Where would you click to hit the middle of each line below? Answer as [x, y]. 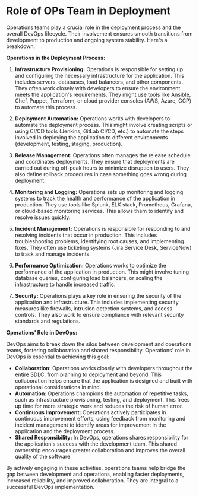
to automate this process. [46, 107]
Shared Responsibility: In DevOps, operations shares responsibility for [102, 437]
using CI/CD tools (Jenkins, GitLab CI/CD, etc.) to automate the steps [99, 131]
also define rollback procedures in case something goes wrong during [101, 174]
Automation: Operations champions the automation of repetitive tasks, [101, 393]
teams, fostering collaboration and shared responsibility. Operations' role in [98, 350]
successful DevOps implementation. [50, 487]
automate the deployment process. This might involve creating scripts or [104, 125]
